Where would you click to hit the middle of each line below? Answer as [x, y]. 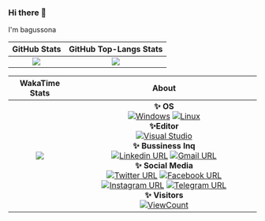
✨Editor [164, 126]
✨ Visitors [164, 195]
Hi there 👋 [28, 13]
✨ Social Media [164, 166]
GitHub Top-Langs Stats [116, 49]
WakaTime [40, 84]
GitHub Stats [37, 49]
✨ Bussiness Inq [164, 146]
